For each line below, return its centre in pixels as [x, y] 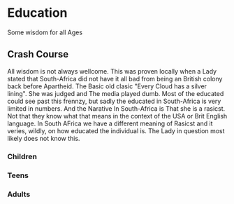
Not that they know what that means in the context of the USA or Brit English [117, 116]
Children [22, 156]
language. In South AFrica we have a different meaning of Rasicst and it [110, 123]
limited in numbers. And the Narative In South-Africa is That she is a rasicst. [116, 108]
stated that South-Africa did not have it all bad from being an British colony [115, 79]
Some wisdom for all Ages [45, 32]
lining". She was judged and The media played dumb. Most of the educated [116, 93]
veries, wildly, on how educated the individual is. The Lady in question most [116, 130]
